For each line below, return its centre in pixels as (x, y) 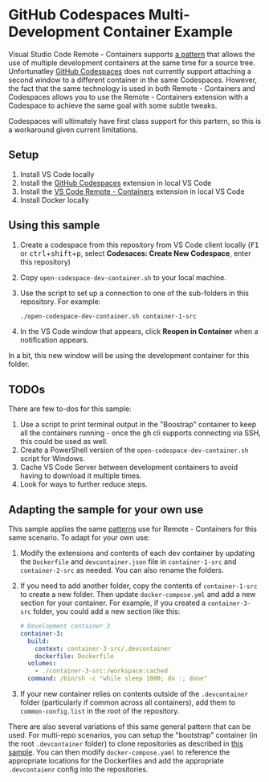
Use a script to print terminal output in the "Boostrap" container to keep (138, 425)
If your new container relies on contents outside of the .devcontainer (134, 694)
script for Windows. (53, 459)
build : (39, 641)
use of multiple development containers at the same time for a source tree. (132, 63)
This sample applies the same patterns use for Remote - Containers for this (132, 529)
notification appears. (54, 340)
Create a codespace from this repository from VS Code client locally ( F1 (139, 245)
